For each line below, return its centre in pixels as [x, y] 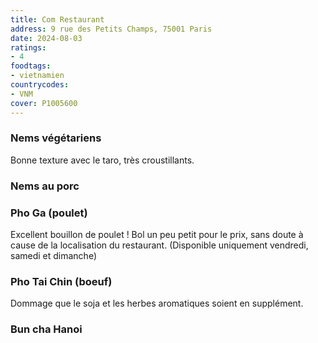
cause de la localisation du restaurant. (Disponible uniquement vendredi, [159, 245]
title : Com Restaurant [57, 19]
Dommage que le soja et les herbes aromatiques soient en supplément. [157, 303]
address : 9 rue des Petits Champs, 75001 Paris [111, 29]
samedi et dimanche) [54, 256]
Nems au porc [45, 186]
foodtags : [31, 66]
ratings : [28, 47]
